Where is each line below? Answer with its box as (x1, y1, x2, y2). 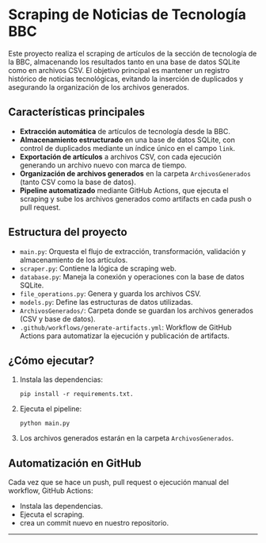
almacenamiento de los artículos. (19, 255, 128, 264)
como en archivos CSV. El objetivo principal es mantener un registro (8, 65, 230, 75)
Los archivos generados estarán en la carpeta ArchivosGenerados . (19, 433, 234, 443)
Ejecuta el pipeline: (19, 404, 82, 414)
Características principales (8, 106, 145, 119)
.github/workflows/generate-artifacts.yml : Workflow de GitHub (19, 322, 232, 332)
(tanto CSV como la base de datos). (19, 177, 136, 187)
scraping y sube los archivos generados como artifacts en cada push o (19, 194, 252, 203)
